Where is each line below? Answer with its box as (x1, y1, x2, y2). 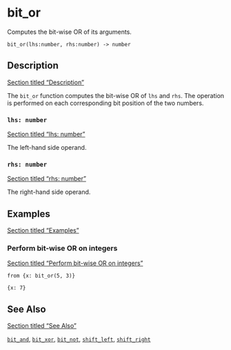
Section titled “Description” (7, 78, 85, 86)
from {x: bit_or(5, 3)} (7, 273, 76, 280)
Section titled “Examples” (7, 226, 79, 235)
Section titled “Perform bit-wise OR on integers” (7, 259, 143, 267)
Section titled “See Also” (7, 322, 77, 330)
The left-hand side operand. (7, 144, 87, 152)
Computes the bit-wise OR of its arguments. (7, 28, 132, 36)
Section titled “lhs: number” (7, 130, 86, 139)
